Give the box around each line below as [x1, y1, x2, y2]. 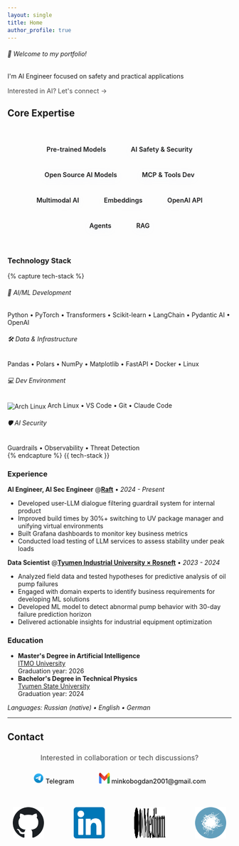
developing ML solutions [17, 595, 90, 603]
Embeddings [103, 196, 143, 204]
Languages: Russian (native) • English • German [7, 703, 151, 712]
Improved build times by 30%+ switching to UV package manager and [17, 514, 224, 523]
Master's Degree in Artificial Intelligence [17, 652, 141, 660]
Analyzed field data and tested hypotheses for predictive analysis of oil [17, 572, 226, 581]
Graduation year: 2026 [17, 667, 85, 675]
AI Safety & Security [130, 145, 193, 153]
